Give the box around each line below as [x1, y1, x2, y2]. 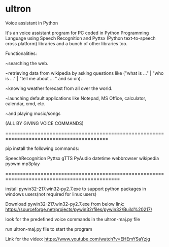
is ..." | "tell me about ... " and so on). [5, 75, 82, 81]
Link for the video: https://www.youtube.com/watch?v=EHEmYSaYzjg [5, 236, 151, 242]
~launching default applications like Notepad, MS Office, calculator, [5, 95, 146, 101]
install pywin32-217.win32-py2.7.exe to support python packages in [5, 186, 146, 192]
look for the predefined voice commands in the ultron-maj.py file [5, 216, 141, 222]
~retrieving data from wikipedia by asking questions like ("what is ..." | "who [5, 70, 164, 76]
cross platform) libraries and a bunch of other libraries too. [5, 40, 128, 46]
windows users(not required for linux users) [5, 191, 97, 197]
